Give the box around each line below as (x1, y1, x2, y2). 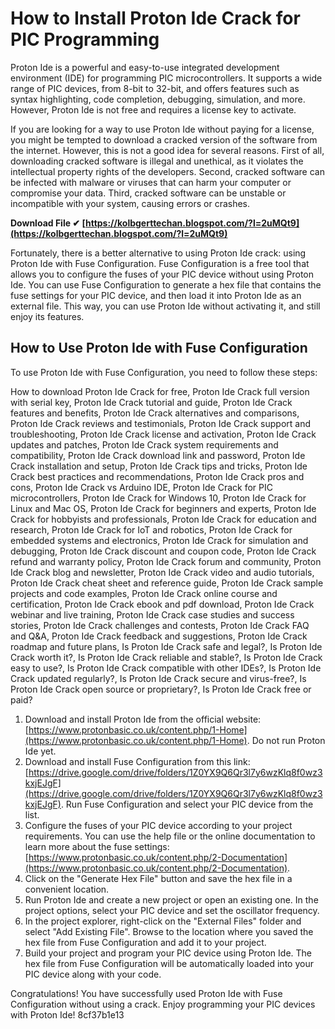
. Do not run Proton (246, 734, 326, 746)
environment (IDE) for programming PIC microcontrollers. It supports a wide (10, 72, 323, 84)
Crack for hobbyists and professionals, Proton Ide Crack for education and (10, 513, 317, 525)
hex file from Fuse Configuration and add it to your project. (24, 936, 267, 948)
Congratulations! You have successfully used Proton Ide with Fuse (10, 987, 283, 999)
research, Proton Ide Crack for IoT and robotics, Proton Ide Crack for (10, 523, 293, 536)
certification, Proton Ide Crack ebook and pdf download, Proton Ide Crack (10, 598, 315, 610)
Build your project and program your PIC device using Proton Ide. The (24, 947, 313, 959)
